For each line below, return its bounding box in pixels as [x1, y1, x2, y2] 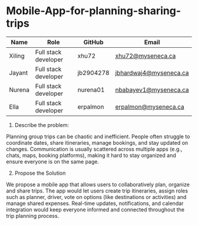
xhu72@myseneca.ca [115, 51, 176, 60]
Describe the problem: [14, 121, 70, 128]
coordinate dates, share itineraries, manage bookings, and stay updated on [6, 139, 189, 146]
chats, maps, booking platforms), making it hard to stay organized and [6, 152, 176, 159]
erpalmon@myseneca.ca [115, 102, 184, 110]
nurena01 [77, 86, 105, 94]
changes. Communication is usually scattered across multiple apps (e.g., [6, 145, 183, 152]
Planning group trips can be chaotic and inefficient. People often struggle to [6, 133, 190, 140]
